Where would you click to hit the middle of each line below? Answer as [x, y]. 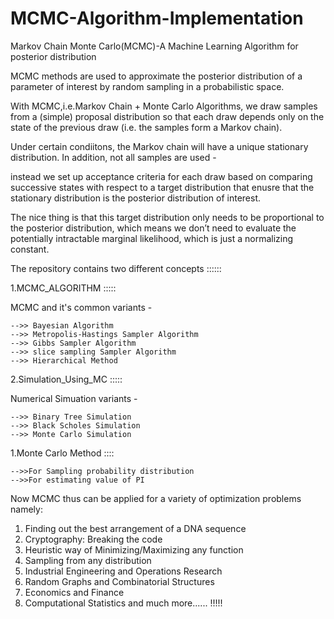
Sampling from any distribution [88, 560]
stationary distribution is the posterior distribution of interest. [136, 198]
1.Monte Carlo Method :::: [62, 453]
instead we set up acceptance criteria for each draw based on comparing [161, 176]
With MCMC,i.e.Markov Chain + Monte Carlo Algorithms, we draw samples [164, 106]
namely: [26, 509]
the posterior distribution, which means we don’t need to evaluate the [153, 228]
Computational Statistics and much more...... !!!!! [123, 603]
